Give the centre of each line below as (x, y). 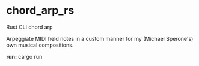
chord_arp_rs (40, 10)
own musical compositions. (40, 45)
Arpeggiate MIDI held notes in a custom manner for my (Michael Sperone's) (100, 38)
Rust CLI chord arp (29, 27)
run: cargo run (24, 56)
